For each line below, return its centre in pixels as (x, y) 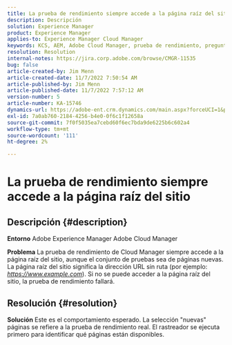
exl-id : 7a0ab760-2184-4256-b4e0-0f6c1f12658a (75, 116)
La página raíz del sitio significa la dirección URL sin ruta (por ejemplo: (107, 267)
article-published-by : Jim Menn (54, 84)
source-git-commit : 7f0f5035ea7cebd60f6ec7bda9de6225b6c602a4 (98, 122)
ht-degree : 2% (28, 142)
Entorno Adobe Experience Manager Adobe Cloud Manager (93, 239)
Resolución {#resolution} (62, 303)
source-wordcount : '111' (43, 135)
